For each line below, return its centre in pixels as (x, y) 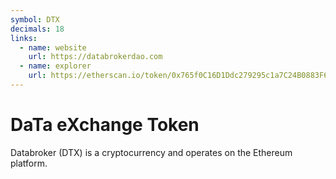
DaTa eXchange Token (105, 125)
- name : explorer (55, 66)
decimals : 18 (37, 29)
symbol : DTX (35, 19)
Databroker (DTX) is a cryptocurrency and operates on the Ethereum (151, 152)
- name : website (53, 47)
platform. (29, 163)
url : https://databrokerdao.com (95, 57)
